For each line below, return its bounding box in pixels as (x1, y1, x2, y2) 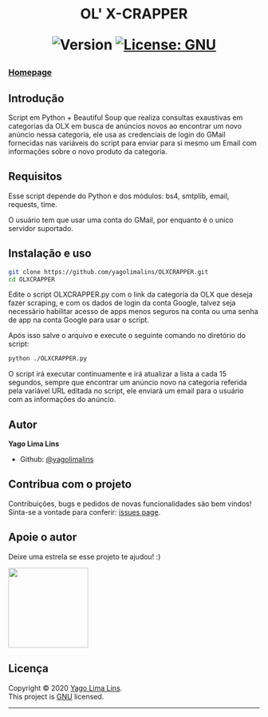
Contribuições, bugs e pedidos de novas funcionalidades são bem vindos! (8, 499, 252, 508)
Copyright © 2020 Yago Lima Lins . (8, 683, 123, 692)
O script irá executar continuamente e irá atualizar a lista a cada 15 (8, 369, 227, 379)
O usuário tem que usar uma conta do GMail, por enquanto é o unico (8, 215, 234, 225)
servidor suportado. (8, 223, 74, 233)
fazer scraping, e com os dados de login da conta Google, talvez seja (8, 298, 236, 308)
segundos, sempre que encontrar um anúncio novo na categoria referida (8, 377, 247, 388)
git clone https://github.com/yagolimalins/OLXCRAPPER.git (8, 268, 209, 276)
